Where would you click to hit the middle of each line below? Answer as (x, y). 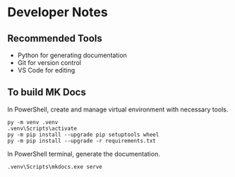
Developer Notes (58, 12)
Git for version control (49, 63)
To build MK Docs (47, 92)
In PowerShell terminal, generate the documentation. (84, 154)
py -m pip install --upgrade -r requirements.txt (82, 141)
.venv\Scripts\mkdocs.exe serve (55, 166)
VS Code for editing (46, 70)
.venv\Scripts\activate (42, 128)
